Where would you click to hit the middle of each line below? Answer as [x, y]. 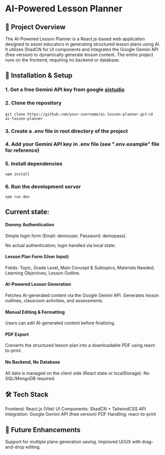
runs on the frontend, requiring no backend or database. [63, 60]
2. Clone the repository [33, 103]
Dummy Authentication [30, 225]
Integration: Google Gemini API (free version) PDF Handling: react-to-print [81, 414]
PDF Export [17, 334]
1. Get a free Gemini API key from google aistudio [65, 90]
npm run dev [17, 197]
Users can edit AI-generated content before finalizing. [60, 323]
